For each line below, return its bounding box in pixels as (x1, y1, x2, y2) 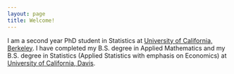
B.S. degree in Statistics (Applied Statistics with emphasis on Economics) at (7, 51, 227, 60)
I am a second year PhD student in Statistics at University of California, (7, 36, 213, 44)
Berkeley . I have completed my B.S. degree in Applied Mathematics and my (7, 44, 226, 52)
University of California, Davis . (7, 58, 96, 67)
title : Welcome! (7, 17, 55, 24)
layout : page (7, 10, 46, 18)
